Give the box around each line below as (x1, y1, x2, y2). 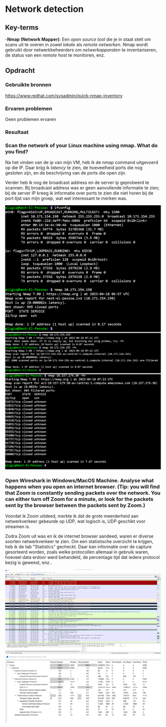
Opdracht (5, 66, 36, 75)
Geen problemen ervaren (5, 116, 56, 122)
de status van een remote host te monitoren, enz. (5, 52, 105, 58)
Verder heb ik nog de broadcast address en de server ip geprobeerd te (5, 180, 150, 185)
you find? (5, 148, 29, 155)
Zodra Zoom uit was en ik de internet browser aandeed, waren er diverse (5, 533, 154, 539)
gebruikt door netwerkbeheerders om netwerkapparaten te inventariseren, (5, 47, 157, 53)
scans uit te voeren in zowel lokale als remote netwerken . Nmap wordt (5, 42, 148, 48)
